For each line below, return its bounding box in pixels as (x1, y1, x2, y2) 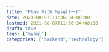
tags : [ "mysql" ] (6, 31, 47, 37)
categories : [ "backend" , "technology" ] (6, 36, 104, 42)
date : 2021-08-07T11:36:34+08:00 (6, 14, 90, 20)
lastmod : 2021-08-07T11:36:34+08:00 (6, 20, 98, 26)
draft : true (6, 25, 36, 32)
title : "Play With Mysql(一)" (6, 8, 81, 15)
